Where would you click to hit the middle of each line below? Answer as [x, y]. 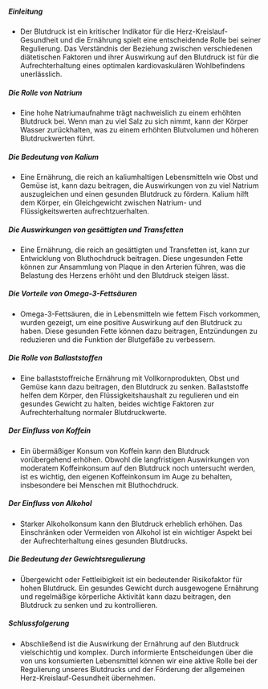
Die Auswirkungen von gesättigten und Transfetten [96, 230]
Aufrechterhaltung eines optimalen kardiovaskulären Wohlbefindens [132, 65]
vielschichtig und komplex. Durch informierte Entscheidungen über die [136, 652]
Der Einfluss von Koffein [49, 430]
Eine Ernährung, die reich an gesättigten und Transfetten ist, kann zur [135, 250]
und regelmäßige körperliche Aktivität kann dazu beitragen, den [125, 596]
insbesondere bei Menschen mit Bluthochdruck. [99, 485]
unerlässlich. [41, 74]
